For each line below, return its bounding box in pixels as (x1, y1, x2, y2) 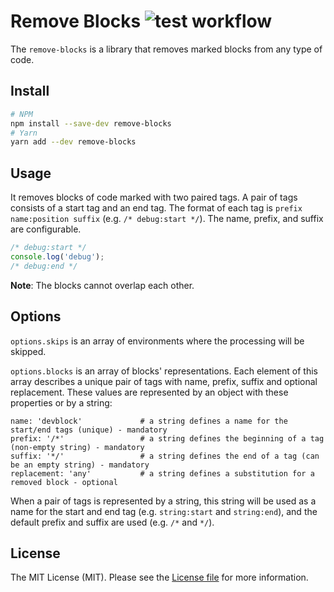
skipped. (10, 345, 47, 357)
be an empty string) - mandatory (10, 460, 150, 470)
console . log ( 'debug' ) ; (10, 251, 105, 262)
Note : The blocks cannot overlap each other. (10, 279, 195, 291)
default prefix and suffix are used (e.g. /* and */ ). (10, 516, 215, 528)
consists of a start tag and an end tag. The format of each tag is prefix (10, 202, 303, 214)
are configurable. (10, 223, 82, 235)
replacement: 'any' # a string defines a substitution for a (10, 468, 315, 479)
